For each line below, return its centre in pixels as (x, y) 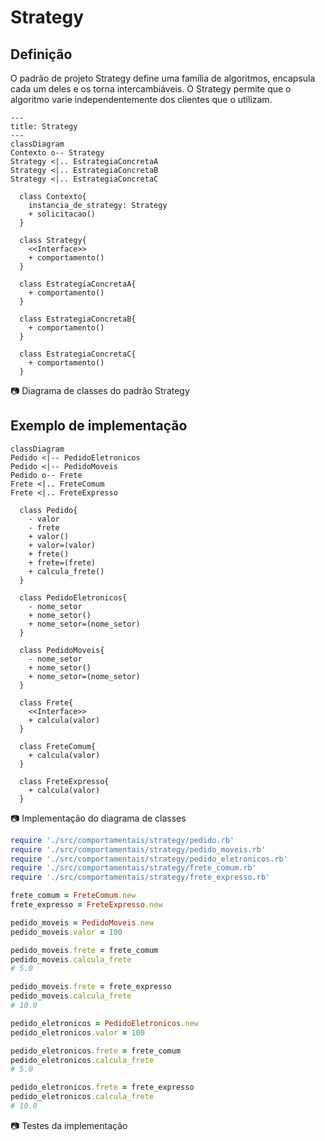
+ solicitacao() (62, 214)
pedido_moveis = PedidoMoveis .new (82, 922)
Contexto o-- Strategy (57, 153)
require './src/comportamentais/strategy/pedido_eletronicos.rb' (149, 859)
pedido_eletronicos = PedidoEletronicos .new (104, 1023)
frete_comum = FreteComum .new (73, 896)
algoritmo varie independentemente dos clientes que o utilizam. (141, 99)
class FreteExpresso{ (64, 781)
